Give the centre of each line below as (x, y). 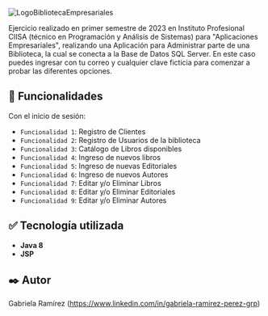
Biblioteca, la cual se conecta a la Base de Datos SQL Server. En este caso (132, 54)
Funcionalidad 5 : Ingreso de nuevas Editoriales (98, 166)
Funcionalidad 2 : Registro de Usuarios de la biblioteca (110, 140)
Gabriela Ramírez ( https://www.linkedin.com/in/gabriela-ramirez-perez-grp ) (134, 304)
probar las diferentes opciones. (61, 71)
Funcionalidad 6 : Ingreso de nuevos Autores (94, 175)
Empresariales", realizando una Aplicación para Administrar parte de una (129, 45)
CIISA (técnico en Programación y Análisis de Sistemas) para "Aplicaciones (133, 37)
